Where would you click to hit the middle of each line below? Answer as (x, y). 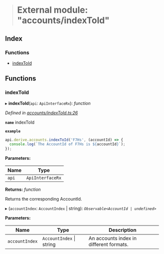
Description (123, 230)
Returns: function (23, 190)
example (13, 131)
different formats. (108, 245)
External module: (52, 10)
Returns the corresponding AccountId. (43, 199)
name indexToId (20, 122)
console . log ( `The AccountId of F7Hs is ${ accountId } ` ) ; (67, 144)
